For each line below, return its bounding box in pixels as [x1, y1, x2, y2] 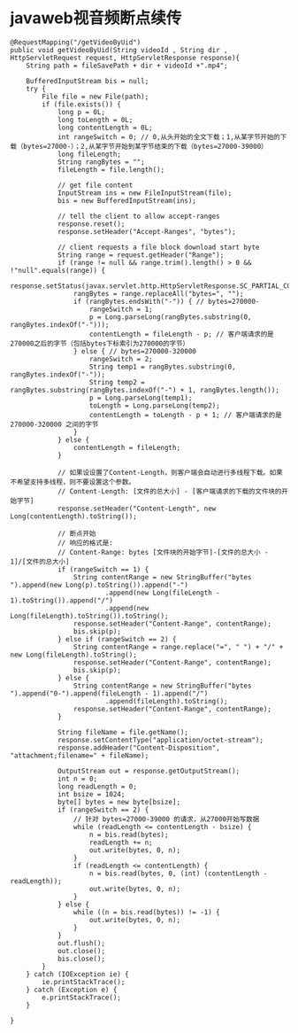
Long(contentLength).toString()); [10, 511, 138, 521]
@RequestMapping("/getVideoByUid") [10, 37, 141, 47]
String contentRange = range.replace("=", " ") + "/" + [73, 642, 284, 651]
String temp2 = [88, 377, 145, 386]
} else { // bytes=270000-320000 [73, 346, 197, 355]
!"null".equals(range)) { [10, 266, 105, 275]
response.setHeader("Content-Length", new [57, 504, 217, 513]
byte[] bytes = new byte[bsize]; [57, 797, 180, 806]
